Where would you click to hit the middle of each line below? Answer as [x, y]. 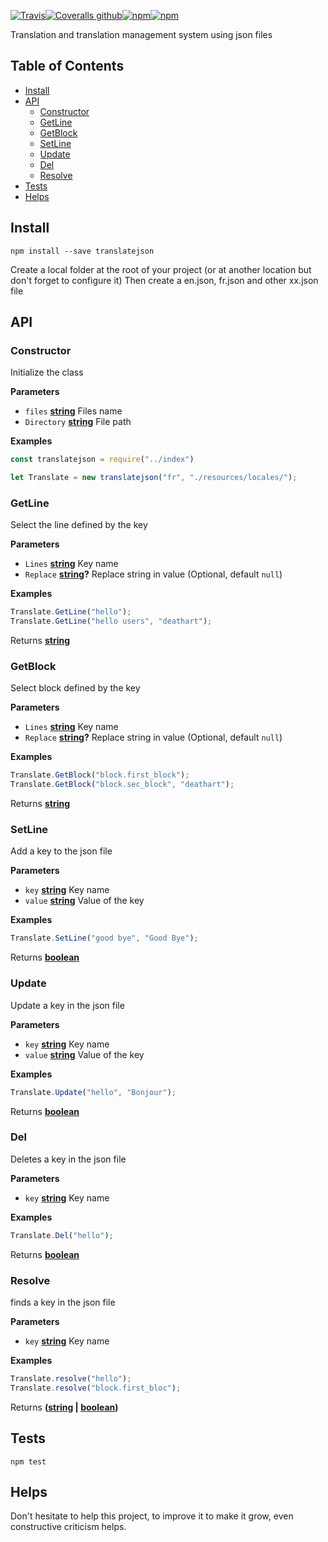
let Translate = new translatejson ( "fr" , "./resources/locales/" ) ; [154, 478]
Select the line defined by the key [79, 525]
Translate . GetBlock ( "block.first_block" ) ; [100, 775]
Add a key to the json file [61, 851]
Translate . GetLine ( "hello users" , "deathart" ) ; [111, 621]
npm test [28, 1461]
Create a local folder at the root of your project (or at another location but [161, 269]
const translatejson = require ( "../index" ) [102, 460]
